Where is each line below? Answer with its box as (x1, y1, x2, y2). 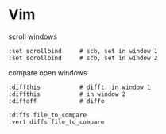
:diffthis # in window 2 (8, 90, 126, 98)
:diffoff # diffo (8, 97, 105, 105)
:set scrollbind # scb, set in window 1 (8, 47, 158, 55)
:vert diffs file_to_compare (8, 117, 105, 126)
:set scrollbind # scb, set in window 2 (8, 54, 158, 62)
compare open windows (8, 67, 87, 77)
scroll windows (8, 32, 58, 41)
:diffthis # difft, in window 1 (8, 83, 151, 91)
